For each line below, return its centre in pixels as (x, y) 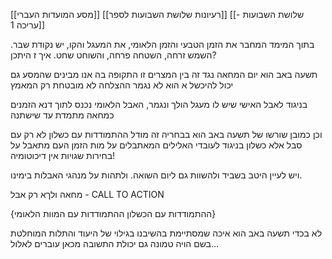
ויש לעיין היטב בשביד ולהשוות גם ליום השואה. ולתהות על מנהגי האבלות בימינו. (156, 175)
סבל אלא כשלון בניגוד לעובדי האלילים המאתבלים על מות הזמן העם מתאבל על (156, 145)
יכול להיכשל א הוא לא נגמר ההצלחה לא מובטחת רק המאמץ (122, 85)
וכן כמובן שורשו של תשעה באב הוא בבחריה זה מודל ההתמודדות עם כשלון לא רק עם (166, 134)
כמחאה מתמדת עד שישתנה (62, 115)
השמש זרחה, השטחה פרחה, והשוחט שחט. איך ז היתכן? (113, 55)
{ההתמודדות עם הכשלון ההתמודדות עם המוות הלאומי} (113, 213)
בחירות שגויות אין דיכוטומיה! (63, 155)
